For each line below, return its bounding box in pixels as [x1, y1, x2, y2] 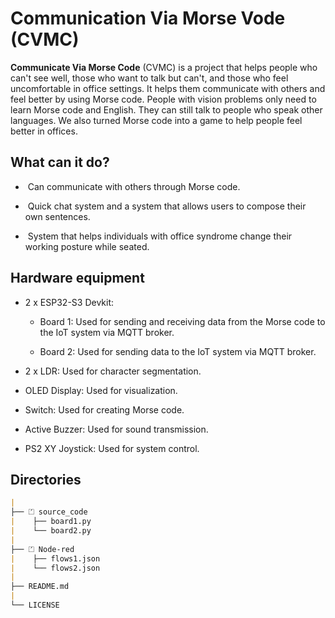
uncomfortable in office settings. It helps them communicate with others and [10, 82, 326, 94]
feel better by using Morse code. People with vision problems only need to [10, 93, 317, 105]
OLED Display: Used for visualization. [24, 384, 178, 396]
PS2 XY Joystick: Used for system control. [24, 442, 200, 454]
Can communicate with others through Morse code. [27, 180, 241, 192]
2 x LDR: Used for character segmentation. [24, 365, 202, 377]
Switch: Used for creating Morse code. [24, 403, 185, 416]
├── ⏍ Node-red [10, 544, 75, 554]
